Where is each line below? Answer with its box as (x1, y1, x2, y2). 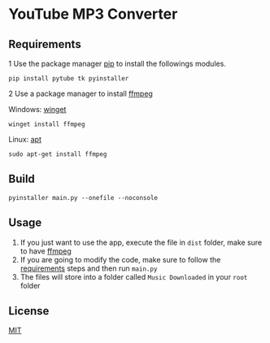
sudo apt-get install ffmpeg (8, 150, 107, 158)
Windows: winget (8, 105, 67, 114)
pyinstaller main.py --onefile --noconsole (8, 193, 159, 202)
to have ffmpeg (20, 245, 72, 256)
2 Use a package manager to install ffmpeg (8, 89, 153, 98)
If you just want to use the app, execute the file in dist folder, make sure (20, 237, 263, 247)
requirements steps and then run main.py (20, 263, 158, 273)
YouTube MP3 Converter (8, 5, 178, 24)
